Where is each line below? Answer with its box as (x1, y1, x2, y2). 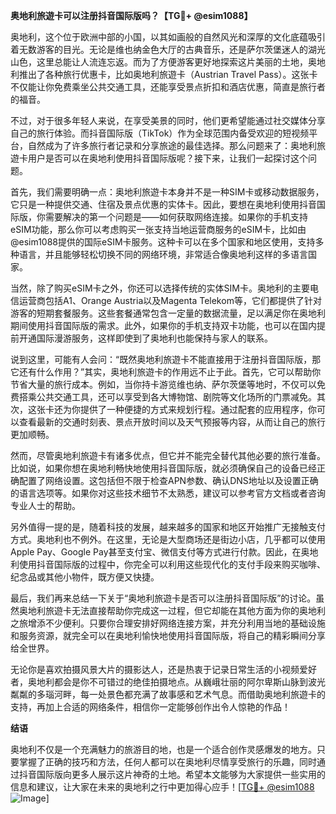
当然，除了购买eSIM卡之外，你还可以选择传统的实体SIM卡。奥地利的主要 (10, 282, 310, 294)
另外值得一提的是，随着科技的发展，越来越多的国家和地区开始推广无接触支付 (10, 521, 326, 533)
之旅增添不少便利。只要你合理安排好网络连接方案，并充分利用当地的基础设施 (10, 617, 326, 629)
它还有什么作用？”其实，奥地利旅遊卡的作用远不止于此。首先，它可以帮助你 (10, 366, 322, 378)
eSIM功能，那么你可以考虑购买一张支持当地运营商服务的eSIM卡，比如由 (10, 224, 307, 235)
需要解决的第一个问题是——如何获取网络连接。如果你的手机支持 (44, 211, 308, 223)
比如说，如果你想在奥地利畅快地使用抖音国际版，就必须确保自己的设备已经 (10, 462, 317, 474)
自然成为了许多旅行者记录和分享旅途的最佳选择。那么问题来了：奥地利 (27, 140, 317, 151)
